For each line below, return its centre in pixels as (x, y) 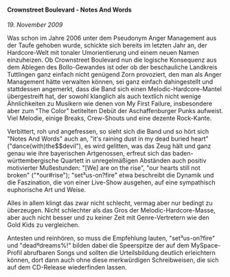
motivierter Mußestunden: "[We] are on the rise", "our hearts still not (104, 168)
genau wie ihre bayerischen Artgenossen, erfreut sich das (89, 154)
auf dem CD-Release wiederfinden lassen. (67, 267)
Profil (15, 253)
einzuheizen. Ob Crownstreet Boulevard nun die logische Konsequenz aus (112, 60)
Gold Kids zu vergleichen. (44, 225)
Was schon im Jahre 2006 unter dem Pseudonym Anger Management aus (112, 38)
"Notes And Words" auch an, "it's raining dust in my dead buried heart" (108, 139)
